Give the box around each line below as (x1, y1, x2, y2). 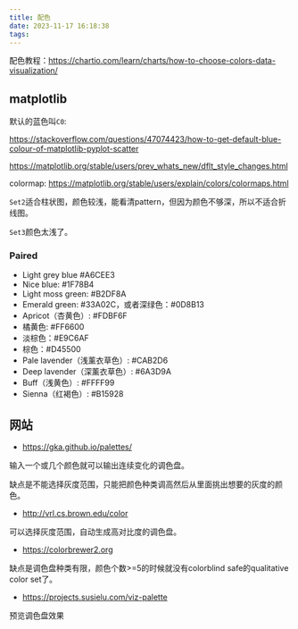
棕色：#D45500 (21, 344, 82, 355)
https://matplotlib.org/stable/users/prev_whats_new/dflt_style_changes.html (9, 161, 288, 172)
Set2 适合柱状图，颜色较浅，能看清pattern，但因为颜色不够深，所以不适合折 (9, 197, 287, 207)
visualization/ (9, 65, 58, 76)
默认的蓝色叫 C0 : (9, 116, 67, 127)
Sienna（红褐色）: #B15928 (21, 389, 124, 399)
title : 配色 (9, 13, 51, 22)
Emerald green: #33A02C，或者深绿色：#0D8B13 (21, 299, 205, 310)
